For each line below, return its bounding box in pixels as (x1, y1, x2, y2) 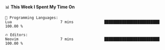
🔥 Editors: (5, 32, 28, 37)
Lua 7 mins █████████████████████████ (5, 20, 160, 25)
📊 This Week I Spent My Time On (5, 4, 75, 10)
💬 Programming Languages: (5, 15, 58, 20)
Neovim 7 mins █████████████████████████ (5, 37, 160, 42)
